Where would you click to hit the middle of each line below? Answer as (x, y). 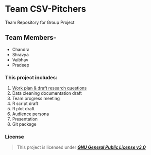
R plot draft (23, 109)
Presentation (25, 119)
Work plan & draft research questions (49, 88)
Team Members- (31, 38)
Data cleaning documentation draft (47, 93)
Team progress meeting (36, 99)
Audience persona (31, 114)
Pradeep (21, 65)
